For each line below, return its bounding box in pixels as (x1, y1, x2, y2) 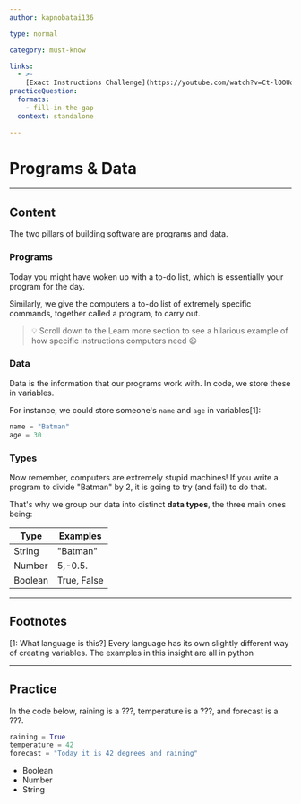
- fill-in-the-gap (25, 103, 94, 112)
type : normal (9, 29, 58, 39)
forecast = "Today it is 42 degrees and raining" (9, 749, 199, 758)
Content (9, 204, 56, 220)
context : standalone (17, 111, 94, 121)
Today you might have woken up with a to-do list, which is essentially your (9, 271, 284, 282)
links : (9, 62, 34, 71)
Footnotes (9, 614, 67, 629)
